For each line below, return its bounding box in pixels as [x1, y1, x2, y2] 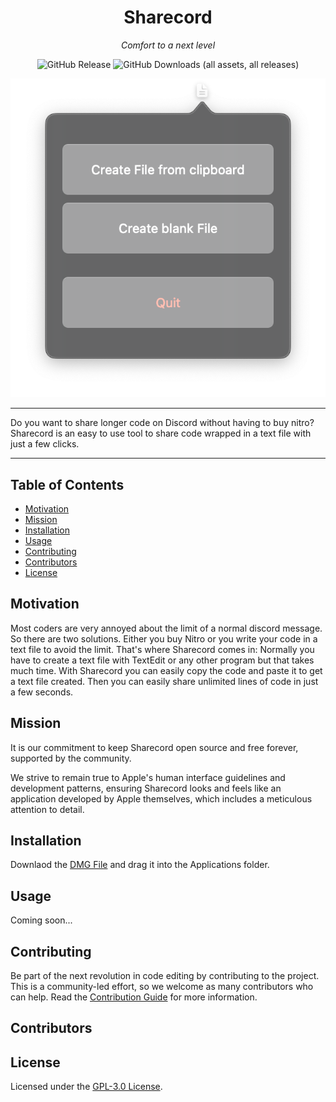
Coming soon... [10, 914, 73, 926]
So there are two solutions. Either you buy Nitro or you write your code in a [10, 632, 318, 645]
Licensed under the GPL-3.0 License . [10, 1081, 163, 1093]
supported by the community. [10, 752, 132, 764]
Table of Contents [10, 476, 125, 493]
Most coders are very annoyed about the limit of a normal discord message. [10, 622, 323, 634]
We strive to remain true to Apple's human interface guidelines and [10, 771, 286, 783]
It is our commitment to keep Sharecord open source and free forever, [10, 741, 299, 753]
